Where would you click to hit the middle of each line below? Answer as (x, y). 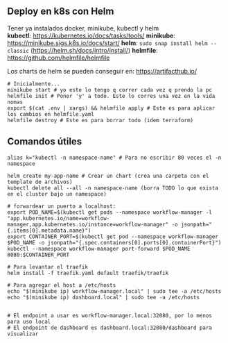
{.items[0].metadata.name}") (49, 231)
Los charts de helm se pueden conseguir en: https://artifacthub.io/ (102, 71)
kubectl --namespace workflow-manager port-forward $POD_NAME (99, 249)
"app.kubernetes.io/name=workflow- (59, 218)
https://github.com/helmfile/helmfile (59, 58)
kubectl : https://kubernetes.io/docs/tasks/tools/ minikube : (91, 35)
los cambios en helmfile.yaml (51, 114)
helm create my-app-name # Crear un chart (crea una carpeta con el (108, 176)
